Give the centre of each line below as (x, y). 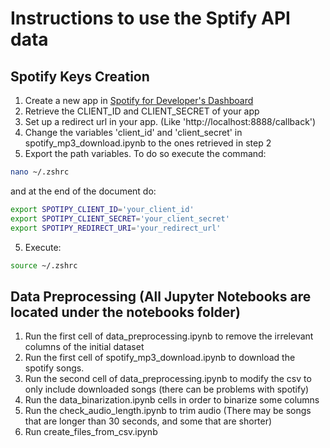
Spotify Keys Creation (80, 76)
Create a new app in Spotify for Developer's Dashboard (139, 100)
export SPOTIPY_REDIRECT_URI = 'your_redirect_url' (116, 228)
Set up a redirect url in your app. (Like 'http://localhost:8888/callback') (170, 121)
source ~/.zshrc (44, 265)
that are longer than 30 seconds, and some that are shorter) (148, 421)
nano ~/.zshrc (40, 172)
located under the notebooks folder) (125, 312)
